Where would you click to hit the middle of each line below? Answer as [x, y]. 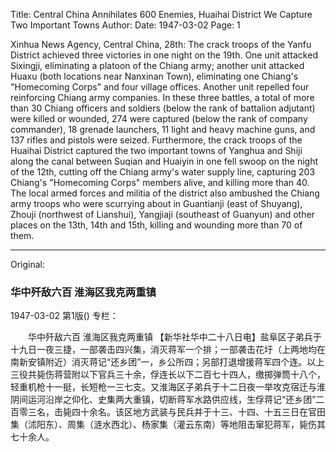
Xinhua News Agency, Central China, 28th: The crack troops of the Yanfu [161, 44]
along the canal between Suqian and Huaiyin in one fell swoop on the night [164, 161]
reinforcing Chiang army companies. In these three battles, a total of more [162, 97]
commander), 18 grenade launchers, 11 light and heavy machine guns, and [163, 129]
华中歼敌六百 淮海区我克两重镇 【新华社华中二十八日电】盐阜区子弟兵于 [174, 337]
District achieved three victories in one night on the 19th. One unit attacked [164, 55]
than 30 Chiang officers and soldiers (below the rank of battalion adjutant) [163, 108]
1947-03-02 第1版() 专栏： [64, 316]
